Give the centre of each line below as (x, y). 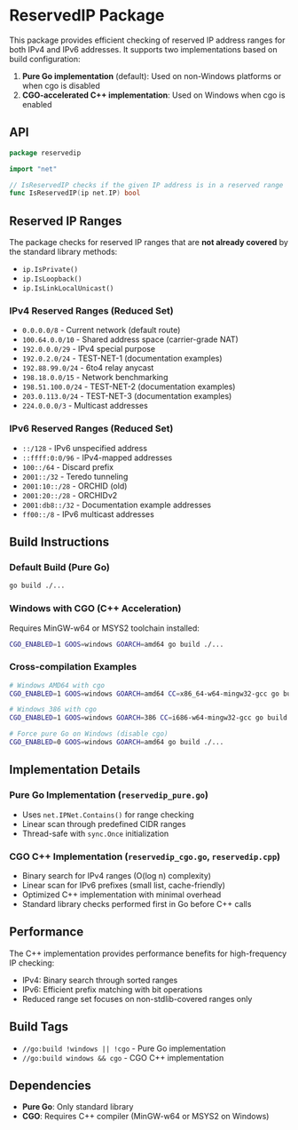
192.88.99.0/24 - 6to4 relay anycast (88, 368)
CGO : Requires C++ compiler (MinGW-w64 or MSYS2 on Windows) (145, 1117)
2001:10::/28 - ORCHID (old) (74, 486)
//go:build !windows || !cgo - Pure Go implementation (124, 1048)
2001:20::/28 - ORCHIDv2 (70, 495)
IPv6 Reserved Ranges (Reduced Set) (91, 429)
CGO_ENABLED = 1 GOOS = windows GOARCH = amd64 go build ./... (117, 644)
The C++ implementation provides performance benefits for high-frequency (148, 953)
